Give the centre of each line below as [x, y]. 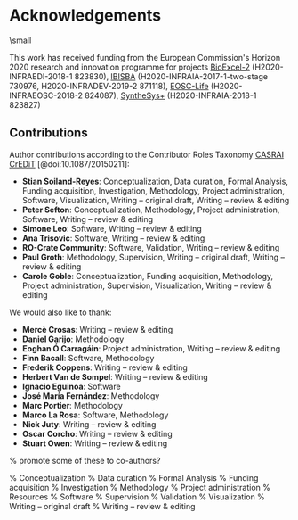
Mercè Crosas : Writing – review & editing [97, 329]
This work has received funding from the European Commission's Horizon [145, 57]
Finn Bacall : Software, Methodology [88, 358]
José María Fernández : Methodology [91, 396]
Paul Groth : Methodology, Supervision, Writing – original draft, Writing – [153, 257]
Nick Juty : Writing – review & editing [89, 424]
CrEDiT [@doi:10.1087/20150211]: [70, 164]
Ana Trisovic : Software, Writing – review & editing [113, 238]
